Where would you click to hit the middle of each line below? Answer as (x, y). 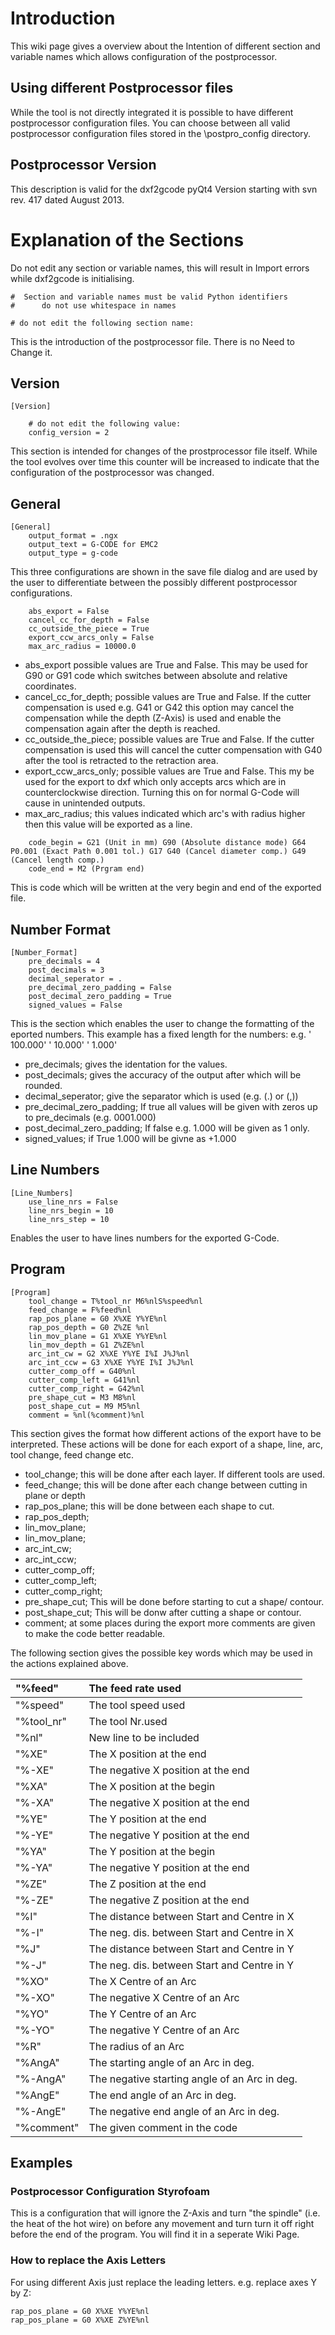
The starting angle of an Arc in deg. (171, 2062)
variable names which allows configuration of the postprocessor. (144, 56)
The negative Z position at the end (169, 1900)
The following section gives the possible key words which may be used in (161, 1653)
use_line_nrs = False (73, 1202)
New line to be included (144, 1737)
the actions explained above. (69, 1663)
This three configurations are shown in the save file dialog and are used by (164, 572)
